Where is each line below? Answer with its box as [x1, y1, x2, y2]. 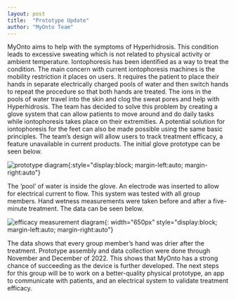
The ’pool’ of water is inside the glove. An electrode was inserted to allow [7, 182, 220, 191]
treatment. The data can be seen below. [28, 205, 144, 213]
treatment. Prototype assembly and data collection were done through [7, 247, 211, 255]
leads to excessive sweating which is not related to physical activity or [7, 50, 211, 58]
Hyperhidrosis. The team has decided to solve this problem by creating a [7, 103, 218, 111]
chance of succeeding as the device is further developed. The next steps [7, 262, 219, 270]
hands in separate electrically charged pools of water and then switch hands [7, 80, 229, 89]
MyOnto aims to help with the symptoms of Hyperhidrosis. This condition [7, 43, 219, 51]
